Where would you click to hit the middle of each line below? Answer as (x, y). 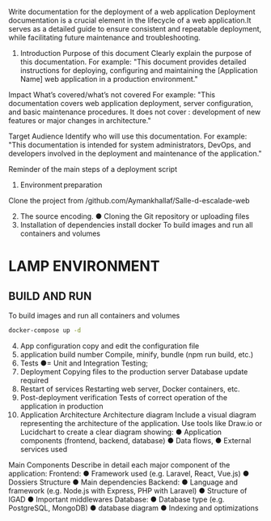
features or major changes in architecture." (80, 120)
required (34, 380)
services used (43, 449)
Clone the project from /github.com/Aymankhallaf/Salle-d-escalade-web (129, 201)
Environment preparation (61, 185)
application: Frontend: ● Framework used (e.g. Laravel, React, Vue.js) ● (129, 473)
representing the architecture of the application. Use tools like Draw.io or (141, 423)
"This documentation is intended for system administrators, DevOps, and (130, 145)
